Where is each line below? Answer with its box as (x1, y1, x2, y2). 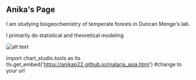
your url (6, 67, 25, 74)
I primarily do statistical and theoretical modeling (6, 32, 124, 39)
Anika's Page (6, 5, 56, 15)
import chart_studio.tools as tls (6, 54, 81, 61)
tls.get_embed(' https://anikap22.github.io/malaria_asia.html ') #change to (6, 61, 182, 68)
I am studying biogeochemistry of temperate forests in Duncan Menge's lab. (6, 20, 191, 27)
